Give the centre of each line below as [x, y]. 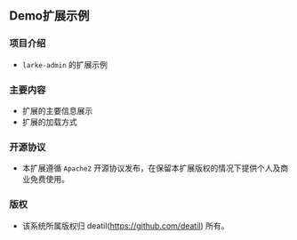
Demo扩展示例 [49, 16]
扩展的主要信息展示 [57, 110]
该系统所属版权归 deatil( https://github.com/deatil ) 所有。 [125, 226]
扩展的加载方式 [49, 122]
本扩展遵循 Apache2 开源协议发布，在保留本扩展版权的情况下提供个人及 [151, 168]
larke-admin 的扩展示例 [65, 64]
